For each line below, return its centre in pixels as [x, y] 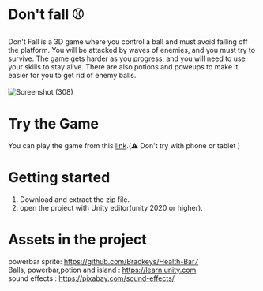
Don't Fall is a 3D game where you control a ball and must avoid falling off [128, 41]
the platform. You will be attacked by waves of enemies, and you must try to [131, 50]
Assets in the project [78, 240]
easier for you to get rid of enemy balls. [72, 75]
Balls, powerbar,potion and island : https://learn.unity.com [102, 270]
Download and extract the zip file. [75, 199]
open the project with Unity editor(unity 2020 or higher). [111, 207]
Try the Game [53, 124]
